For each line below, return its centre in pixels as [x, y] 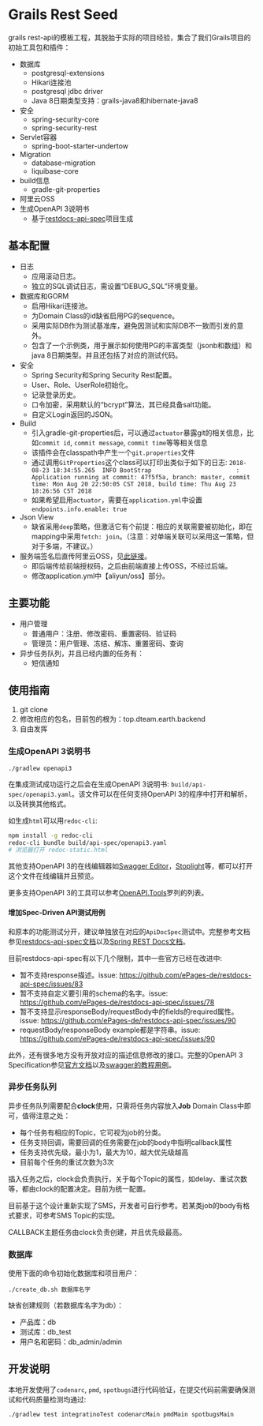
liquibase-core [55, 171]
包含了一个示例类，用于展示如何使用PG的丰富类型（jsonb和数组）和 [141, 345]
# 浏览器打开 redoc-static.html [58, 850]
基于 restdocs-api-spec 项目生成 [82, 218]
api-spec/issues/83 [51, 984]
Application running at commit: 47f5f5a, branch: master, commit [141, 477]
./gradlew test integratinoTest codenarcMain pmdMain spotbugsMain [121, 1414]
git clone [34, 710]
